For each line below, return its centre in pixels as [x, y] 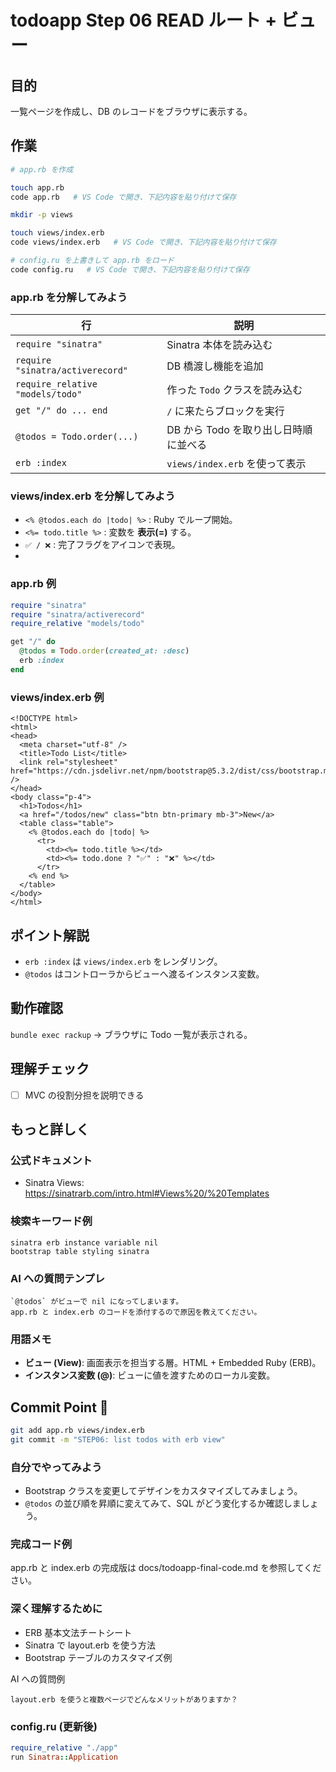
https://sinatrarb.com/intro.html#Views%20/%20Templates [147, 1193]
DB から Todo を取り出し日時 [234, 430]
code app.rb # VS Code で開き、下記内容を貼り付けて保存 [123, 197]
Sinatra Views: [54, 1183]
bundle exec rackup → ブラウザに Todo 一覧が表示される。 [131, 1034]
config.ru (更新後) [54, 1726]
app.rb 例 [33, 584]
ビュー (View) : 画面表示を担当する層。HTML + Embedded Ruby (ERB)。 [173, 1363]
